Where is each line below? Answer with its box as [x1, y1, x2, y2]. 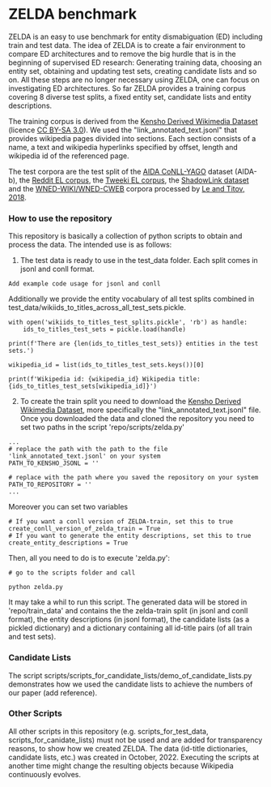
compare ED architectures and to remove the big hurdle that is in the [8, 49, 236, 58]
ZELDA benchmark [8, 5, 138, 24]
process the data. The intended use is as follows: [8, 240, 172, 250]
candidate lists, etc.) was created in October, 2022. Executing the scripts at [8, 752, 260, 762]
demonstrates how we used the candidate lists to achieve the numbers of [8, 679, 253, 689]
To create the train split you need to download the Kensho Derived [19, 397, 241, 406]
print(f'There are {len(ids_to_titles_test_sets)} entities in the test [8, 340, 259, 348]
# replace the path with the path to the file [8, 445, 168, 454]
